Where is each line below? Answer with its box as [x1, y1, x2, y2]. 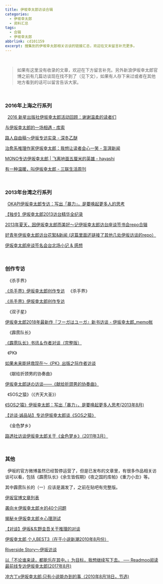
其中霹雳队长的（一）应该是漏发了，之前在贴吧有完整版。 [5, 484, 120, 490]
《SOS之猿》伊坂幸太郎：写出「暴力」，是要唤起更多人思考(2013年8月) [5, 402, 145, 408]
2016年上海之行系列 [5, 102, 52, 109]
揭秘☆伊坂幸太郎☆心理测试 [5, 515, 61, 521]
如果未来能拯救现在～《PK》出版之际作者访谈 [5, 360, 96, 366]
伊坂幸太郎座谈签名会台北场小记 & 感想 [5, 242, 83, 248]
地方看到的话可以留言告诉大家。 [17, 79, 81, 85]
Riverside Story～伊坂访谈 [5, 546, 57, 552]
